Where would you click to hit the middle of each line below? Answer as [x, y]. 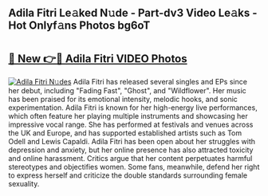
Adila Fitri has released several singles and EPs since [160, 82]
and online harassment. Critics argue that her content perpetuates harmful [130, 158]
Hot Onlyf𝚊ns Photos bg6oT [79, 26]
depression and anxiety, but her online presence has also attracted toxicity [131, 150]
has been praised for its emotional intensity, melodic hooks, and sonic [123, 99]
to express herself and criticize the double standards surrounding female [128, 175]
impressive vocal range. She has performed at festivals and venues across [131, 124]
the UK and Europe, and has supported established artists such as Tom [125, 133]
